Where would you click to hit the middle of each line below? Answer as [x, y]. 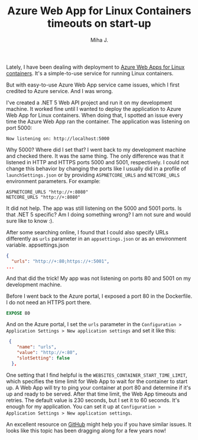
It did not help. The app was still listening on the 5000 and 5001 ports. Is [94, 208]
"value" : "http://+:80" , [47, 353]
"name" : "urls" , [37, 347]
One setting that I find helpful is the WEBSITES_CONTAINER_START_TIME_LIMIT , [97, 375]
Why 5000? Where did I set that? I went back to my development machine [96, 149]
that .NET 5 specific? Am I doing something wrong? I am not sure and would [98, 214]
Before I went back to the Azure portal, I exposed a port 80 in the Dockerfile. [99, 296]
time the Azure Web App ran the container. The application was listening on [98, 121]
